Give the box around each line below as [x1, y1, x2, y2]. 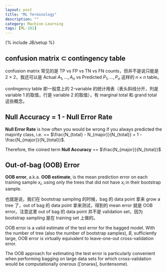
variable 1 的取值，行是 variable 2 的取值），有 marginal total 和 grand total [5, 92, 157, 98]
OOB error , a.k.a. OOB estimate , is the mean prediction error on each [5, 174, 148, 180]
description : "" [5, 16, 39, 21]
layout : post [5, 7, 32, 12]
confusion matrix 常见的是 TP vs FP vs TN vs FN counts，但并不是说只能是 [5, 68, 159, 74]
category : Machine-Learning [5, 21, 64, 26]
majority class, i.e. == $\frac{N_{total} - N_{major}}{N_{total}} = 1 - [5, 131, 142, 137]
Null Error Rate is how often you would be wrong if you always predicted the [5, 126, 163, 132]
